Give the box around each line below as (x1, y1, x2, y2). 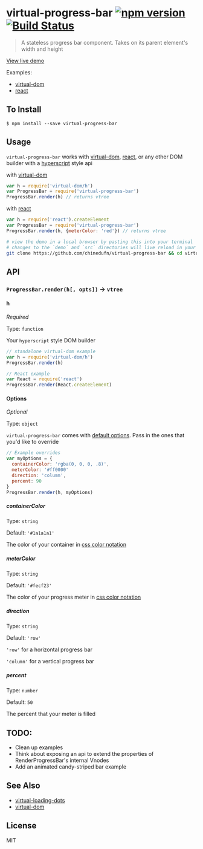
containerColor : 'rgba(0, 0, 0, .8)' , (11, 461, 110, 467)
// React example (6, 371, 50, 377)
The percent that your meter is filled (6, 711, 95, 718)
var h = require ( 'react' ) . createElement (6, 216, 110, 223)
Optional (6, 408, 28, 415)
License (6, 821, 37, 831)
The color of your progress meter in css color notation (6, 593, 141, 601)
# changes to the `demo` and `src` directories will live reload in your (6, 244, 196, 250)
